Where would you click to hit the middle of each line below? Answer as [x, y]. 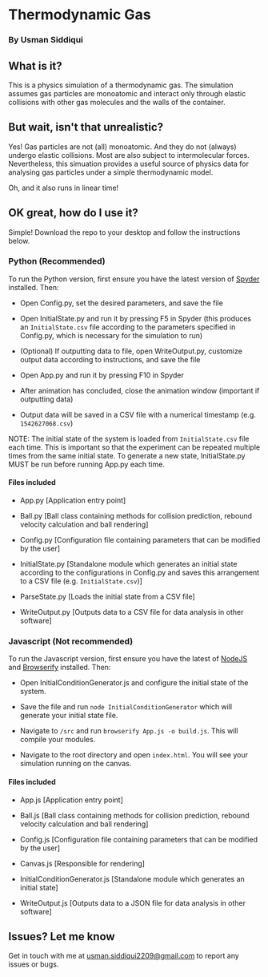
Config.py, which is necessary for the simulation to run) [111, 335]
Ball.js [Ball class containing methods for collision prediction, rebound [134, 815]
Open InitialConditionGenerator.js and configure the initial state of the [134, 683]
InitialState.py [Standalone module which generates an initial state [128, 564]
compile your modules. [58, 740]
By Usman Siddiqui [46, 40]
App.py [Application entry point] [73, 501]
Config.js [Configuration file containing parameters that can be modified [139, 839]
